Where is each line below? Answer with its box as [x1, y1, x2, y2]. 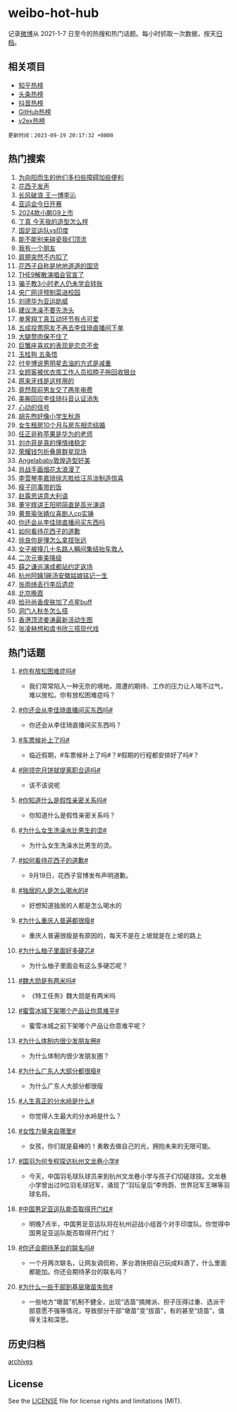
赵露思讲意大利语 [18, 491, 68, 500]
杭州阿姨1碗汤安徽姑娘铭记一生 [18, 571, 108, 580]
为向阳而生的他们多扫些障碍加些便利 [18, 173, 124, 181]
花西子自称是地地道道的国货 [18, 261, 99, 270]
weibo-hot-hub [8, 5, 99, 21]
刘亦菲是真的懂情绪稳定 [18, 438, 87, 447]
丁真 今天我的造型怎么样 [18, 217, 89, 226]
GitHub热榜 [18, 108, 51, 116]
